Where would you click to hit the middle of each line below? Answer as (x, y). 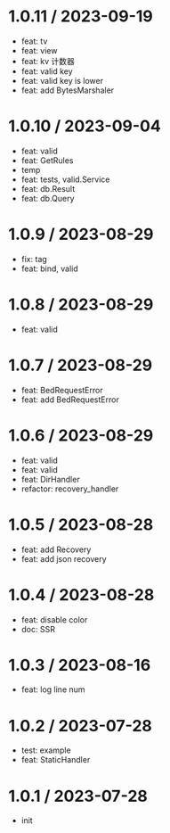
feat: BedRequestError (62, 390)
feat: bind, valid (50, 268)
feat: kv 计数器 (48, 61)
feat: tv (34, 41)
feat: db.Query (48, 198)
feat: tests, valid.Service (65, 179)
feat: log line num (53, 689)
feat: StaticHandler (56, 760)
